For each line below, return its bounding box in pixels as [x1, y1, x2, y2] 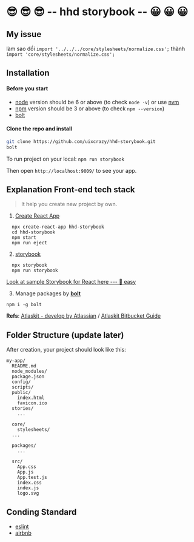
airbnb [15, 529, 32, 537]
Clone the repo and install [6, 125, 73, 132]
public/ [12, 390, 32, 396]
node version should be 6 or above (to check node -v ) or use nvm [15, 98, 179, 105]
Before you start [6, 84, 48, 92]
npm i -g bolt [6, 302, 42, 308]
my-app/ [6, 358, 26, 364]
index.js [17, 485, 39, 491]
